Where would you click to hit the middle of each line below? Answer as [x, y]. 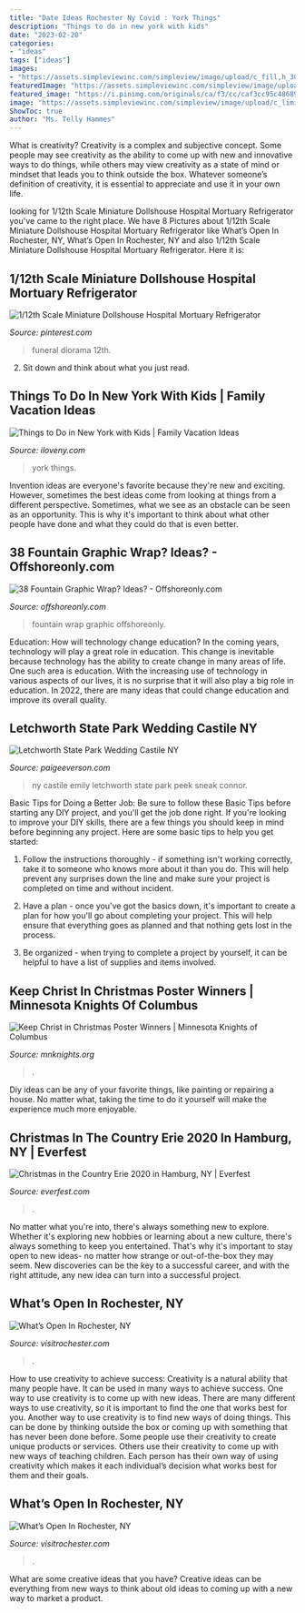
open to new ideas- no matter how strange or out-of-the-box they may [142, 1256]
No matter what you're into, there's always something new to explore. [139, 1227]
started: [24, 842]
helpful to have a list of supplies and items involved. [119, 962]
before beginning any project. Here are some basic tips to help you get [142, 832]
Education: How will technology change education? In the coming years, [144, 642]
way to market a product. [56, 1598]
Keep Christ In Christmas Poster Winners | [132, 991]
